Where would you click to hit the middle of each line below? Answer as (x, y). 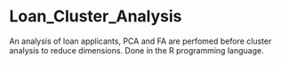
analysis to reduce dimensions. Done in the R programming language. (136, 50)
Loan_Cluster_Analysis (96, 16)
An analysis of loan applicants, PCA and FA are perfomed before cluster (140, 41)
